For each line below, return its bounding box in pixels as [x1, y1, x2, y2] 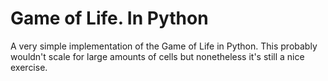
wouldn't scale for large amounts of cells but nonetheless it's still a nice [10, 50, 305, 62]
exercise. [10, 61, 48, 73]
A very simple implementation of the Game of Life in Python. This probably [10, 40, 318, 52]
